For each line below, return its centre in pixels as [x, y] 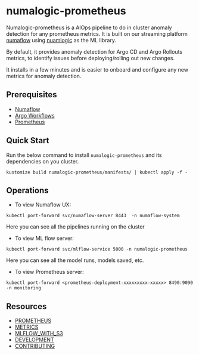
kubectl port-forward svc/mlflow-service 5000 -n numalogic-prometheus [97, 249]
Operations [27, 190]
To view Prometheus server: [49, 272]
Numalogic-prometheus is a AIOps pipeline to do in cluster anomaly [89, 27]
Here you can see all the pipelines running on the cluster [75, 227]
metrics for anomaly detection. [44, 76]
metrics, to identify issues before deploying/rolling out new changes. [90, 58]
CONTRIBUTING [35, 346]
